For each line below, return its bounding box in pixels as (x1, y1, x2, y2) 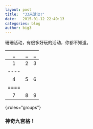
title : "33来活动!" (5, 12, 45, 17)
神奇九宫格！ (5, 118, 36, 125)
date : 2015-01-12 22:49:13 (5, 16, 65, 21)
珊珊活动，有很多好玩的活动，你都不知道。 (5, 40, 91, 46)
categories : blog (5, 21, 41, 26)
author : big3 (5, 26, 32, 31)
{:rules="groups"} (5, 104, 41, 111)
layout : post (5, 7, 32, 12)
